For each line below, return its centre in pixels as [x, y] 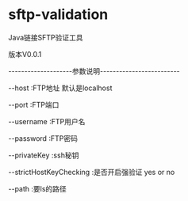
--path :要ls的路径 [38, 188]
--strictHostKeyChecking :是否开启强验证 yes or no [92, 172]
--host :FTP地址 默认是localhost [60, 88]
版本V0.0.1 [25, 54]
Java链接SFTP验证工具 [46, 37]
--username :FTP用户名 [47, 121]
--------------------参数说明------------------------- [94, 71]
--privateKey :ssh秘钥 [44, 155]
